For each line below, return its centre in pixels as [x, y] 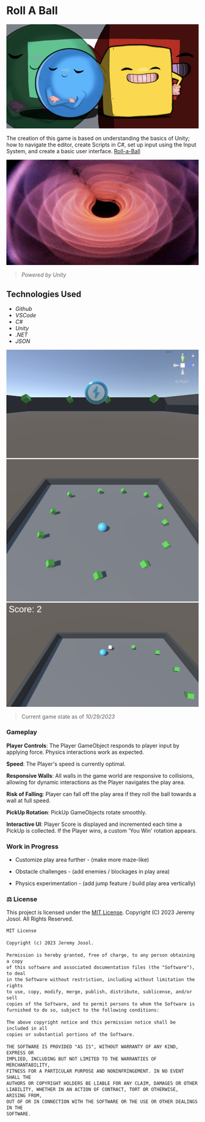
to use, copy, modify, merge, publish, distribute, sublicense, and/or [99, 992]
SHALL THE [19, 1077]
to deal [16, 974]
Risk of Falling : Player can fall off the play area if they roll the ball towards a [101, 794]
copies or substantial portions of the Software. [71, 1035]
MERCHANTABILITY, [28, 1065]
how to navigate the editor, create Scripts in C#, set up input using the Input [101, 145]
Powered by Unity [44, 275]
